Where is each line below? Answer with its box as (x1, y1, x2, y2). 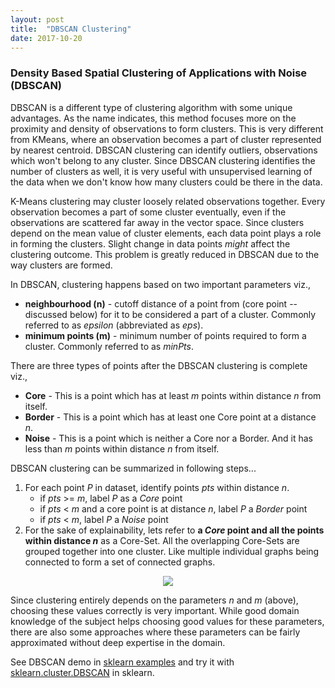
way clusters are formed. (10, 259, 113, 271)
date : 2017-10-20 (10, 33, 83, 43)
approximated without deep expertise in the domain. (10, 636, 226, 648)
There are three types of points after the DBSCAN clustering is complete (10, 359, 308, 371)
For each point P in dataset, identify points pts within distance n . (24, 481, 290, 493)
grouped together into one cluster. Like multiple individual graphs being (24, 545, 320, 557)
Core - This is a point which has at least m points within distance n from (24, 389, 322, 401)
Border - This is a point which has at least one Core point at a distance (24, 411, 317, 423)
